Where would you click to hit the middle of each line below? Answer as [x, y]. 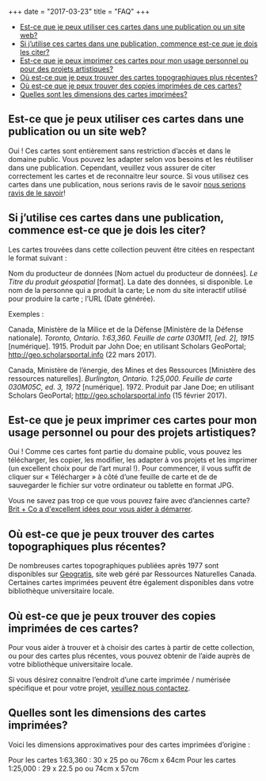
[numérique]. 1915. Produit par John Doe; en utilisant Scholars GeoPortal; [127, 346]
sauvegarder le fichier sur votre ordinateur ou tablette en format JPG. [121, 485]
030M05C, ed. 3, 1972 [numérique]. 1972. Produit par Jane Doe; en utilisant [131, 387]
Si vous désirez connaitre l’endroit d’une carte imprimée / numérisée [120, 680]
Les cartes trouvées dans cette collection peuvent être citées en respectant [131, 249]
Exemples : [26, 314]
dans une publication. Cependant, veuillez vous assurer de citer [112, 167]
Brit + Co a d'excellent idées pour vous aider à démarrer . [101, 509]
